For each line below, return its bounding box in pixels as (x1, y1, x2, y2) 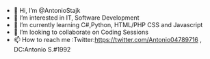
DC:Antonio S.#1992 (13, 45, 71, 54)
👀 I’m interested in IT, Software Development (13, 14, 140, 22)
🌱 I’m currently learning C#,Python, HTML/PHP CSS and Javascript (13, 21, 203, 28)
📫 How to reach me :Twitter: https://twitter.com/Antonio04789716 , (13, 36, 202, 43)
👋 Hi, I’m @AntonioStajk (13, 7, 81, 14)
